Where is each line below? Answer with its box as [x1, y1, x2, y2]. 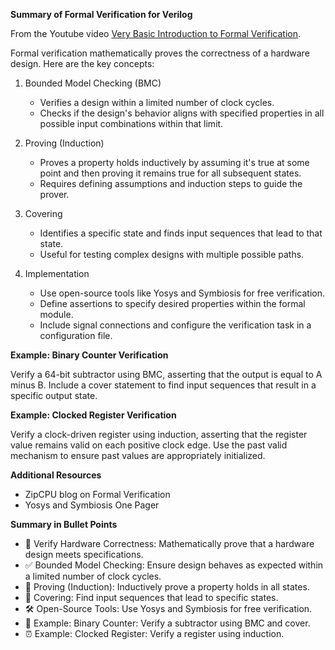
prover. [39, 189, 70, 200]
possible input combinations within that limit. [39, 118, 224, 129]
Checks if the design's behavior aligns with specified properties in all [39, 107, 325, 119]
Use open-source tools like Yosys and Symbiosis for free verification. [39, 287, 326, 299]
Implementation [24, 268, 90, 279]
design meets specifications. [24, 549, 144, 560]
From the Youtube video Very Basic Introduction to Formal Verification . [10, 28, 301, 39]
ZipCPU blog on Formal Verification [24, 489, 171, 500]
